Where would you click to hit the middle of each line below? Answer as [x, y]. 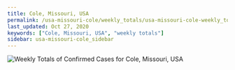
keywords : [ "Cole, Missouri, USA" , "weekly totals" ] [86, 33]
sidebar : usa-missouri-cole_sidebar [60, 40]
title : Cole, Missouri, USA [48, 14]
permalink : [23, 20]
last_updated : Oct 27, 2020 [48, 26]
